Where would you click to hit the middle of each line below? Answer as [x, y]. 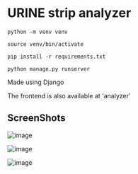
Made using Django [36, 82]
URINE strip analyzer [69, 13]
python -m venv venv [38, 32]
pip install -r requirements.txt [57, 57]
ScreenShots [36, 118]
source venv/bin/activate [45, 44]
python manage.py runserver [49, 69]
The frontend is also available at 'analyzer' [69, 95]
